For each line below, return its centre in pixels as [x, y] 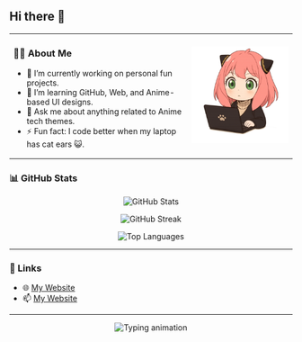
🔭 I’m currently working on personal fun [99, 73]
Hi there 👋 [37, 17]
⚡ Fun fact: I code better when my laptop [102, 130]
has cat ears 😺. [56, 144]
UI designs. [72, 102]
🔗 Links [26, 268]
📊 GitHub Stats [44, 178]
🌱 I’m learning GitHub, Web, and [85, 92]
